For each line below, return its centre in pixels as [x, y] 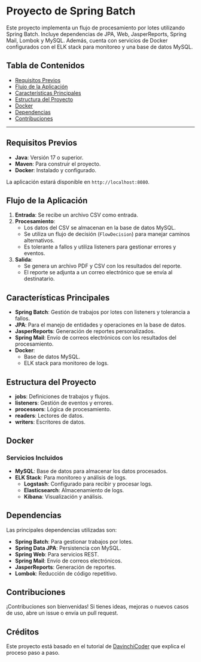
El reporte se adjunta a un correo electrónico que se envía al [98, 272]
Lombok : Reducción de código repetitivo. [66, 573]
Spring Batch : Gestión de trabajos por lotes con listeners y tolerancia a [102, 312]
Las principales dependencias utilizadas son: [62, 530]
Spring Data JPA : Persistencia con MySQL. [68, 548]
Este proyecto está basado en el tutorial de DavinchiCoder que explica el [96, 646]
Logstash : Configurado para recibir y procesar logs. [88, 484]
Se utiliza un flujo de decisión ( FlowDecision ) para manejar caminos [107, 234]
